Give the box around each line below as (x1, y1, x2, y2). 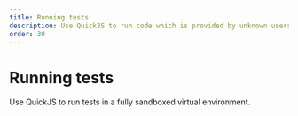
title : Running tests (9, 12, 90, 22)
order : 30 (9, 29, 46, 38)
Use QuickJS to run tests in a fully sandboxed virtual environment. (9, 97, 251, 107)
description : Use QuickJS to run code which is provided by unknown (9, 21, 268, 30)
